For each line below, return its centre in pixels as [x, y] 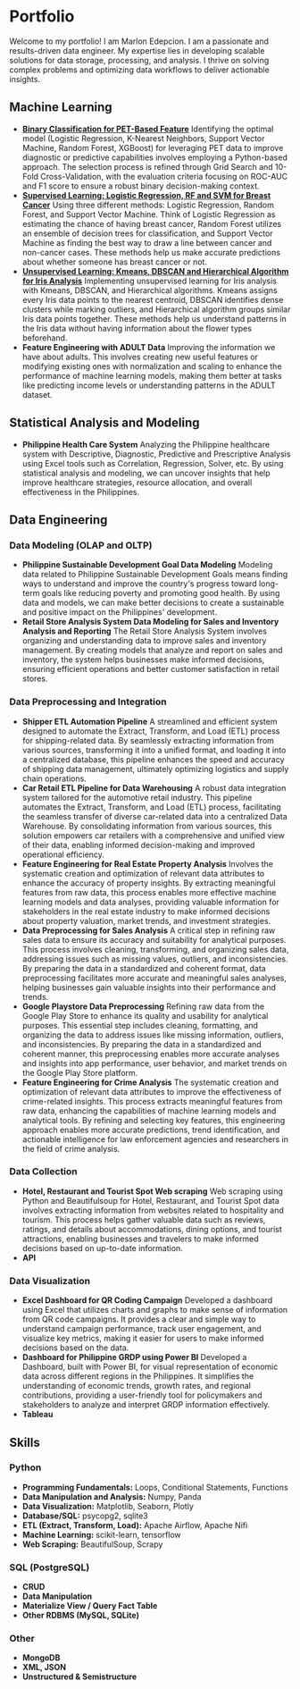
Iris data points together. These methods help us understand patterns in [154, 318]
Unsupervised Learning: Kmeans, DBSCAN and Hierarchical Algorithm [155, 271]
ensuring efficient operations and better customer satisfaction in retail [150, 669]
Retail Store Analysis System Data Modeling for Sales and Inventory [150, 622]
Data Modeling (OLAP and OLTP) [81, 545]
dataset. [37, 394]
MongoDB [41, 1658]
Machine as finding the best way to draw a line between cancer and [147, 242]
